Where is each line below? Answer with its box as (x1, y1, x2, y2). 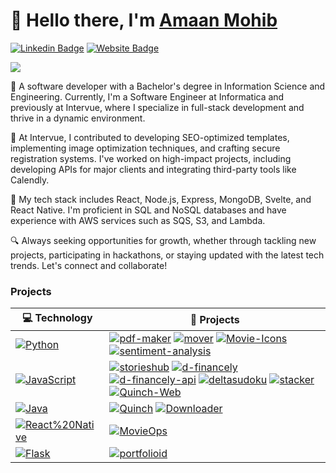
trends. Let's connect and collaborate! (10, 259, 168, 271)
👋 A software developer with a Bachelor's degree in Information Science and (10, 80, 326, 92)
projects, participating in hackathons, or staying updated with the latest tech (10, 249, 325, 261)
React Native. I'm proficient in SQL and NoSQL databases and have (10, 204, 287, 216)
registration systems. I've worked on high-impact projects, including (10, 152, 292, 164)
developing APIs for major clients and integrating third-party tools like (10, 163, 297, 175)
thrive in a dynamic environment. (10, 112, 146, 124)
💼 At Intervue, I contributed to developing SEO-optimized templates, (10, 131, 290, 143)
